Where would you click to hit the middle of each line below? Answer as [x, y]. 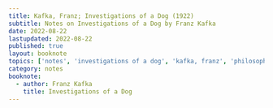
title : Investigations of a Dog [78, 91]
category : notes [36, 69]
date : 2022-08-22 [38, 31]
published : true [36, 46]
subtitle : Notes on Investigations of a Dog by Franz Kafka [113, 24]
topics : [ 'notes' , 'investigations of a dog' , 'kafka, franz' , [118, 62]
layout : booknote [38, 54]
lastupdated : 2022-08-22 [50, 39]
